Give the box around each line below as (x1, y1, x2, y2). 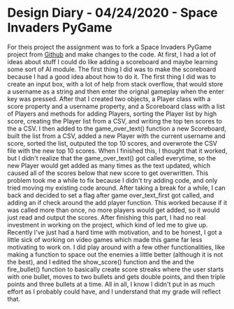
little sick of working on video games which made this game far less (7, 235, 203, 243)
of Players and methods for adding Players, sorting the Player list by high (7, 110, 217, 118)
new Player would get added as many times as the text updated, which (7, 161, 211, 169)
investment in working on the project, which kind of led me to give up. (7, 220, 208, 229)
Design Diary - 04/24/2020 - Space (7, 5, 218, 21)
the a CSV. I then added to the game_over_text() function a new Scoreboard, (7, 124, 227, 133)
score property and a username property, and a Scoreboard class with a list (7, 102, 226, 110)
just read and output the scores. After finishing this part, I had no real (7, 213, 206, 221)
